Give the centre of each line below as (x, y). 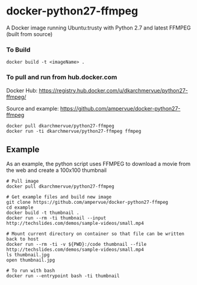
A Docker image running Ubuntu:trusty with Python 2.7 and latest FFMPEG (98, 28)
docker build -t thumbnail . (43, 213)
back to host (23, 239)
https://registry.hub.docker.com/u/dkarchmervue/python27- (114, 90)
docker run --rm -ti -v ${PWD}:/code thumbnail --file (77, 245)
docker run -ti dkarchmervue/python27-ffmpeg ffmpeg (74, 131)
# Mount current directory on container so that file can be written (95, 234)
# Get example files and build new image (59, 197)
